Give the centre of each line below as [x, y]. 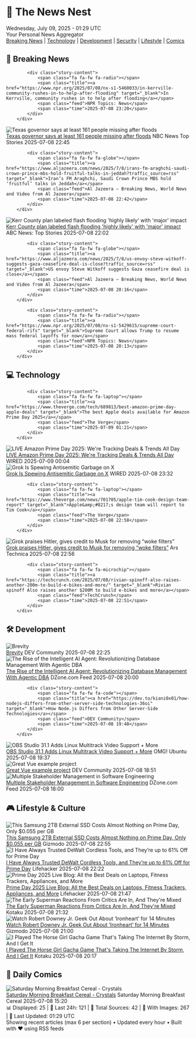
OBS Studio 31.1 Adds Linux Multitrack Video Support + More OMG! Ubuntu [97, 752]
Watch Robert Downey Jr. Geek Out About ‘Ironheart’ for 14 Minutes [88, 925]
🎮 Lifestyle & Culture [46, 808]
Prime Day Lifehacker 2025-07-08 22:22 [55, 869]
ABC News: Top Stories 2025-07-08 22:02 [58, 233]
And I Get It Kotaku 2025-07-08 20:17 [51, 956]
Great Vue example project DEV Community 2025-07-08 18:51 [81, 770]
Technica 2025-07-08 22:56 [40, 554]
